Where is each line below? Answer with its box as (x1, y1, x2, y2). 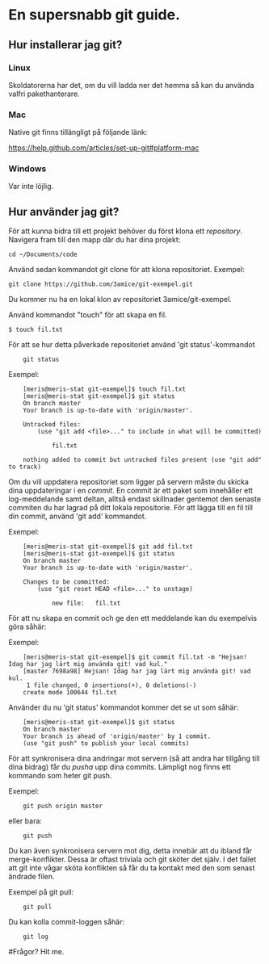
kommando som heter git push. (8, 771, 112, 781)
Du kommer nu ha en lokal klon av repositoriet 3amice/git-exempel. (8, 295, 232, 304)
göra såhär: (8, 622, 47, 631)
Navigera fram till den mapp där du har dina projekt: (8, 235, 181, 245)
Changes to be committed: (23, 578, 111, 586)
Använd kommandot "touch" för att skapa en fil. (8, 310, 167, 320)
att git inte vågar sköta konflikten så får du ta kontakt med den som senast (8, 863, 255, 873)
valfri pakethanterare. (8, 89, 81, 98)
